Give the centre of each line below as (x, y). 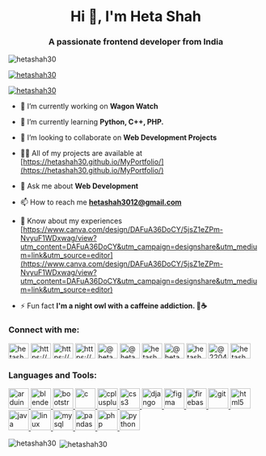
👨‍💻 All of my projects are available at (81, 154)
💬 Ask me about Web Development (79, 186)
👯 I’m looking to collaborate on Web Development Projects (118, 137)
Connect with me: (44, 330)
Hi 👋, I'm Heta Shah (136, 17)
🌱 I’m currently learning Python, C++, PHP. (92, 122)
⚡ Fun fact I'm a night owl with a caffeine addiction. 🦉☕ (114, 306)
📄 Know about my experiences (71, 221)
